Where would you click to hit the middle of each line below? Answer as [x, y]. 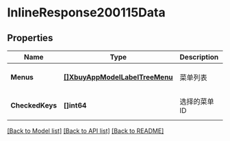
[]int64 [75, 105]
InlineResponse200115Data [86, 13]
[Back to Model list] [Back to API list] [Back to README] [86, 131]
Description [199, 57]
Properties [30, 38]
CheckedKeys [34, 105]
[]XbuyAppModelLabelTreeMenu [118, 77]
